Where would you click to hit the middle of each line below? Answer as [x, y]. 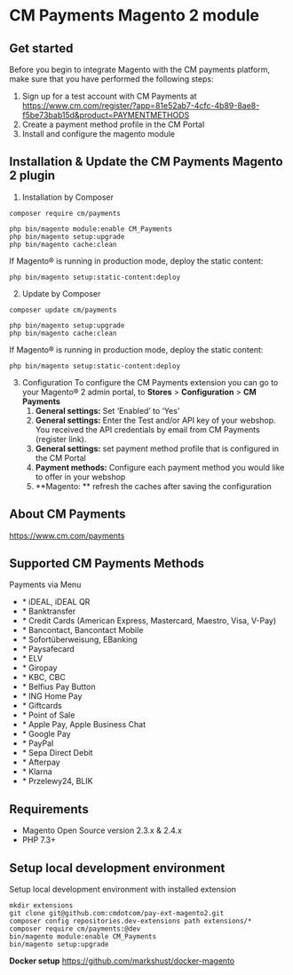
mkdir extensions [41, 906]
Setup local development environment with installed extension [123, 890]
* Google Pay [46, 734]
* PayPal [38, 743]
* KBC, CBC [44, 678]
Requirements [49, 809]
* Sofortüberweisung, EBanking [79, 639]
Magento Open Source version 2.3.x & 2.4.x [102, 830]
